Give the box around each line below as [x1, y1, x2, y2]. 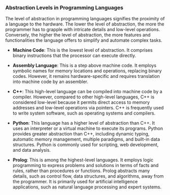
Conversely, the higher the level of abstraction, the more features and [5, 32, 151, 38]
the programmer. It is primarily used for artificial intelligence [12, 179, 138, 185]
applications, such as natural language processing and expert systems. [12, 184, 161, 190]
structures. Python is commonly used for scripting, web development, [12, 142, 159, 148]
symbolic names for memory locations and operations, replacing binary [12, 68, 162, 74]
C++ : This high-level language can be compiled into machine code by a [12, 89, 162, 95]
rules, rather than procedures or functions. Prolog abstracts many [12, 168, 150, 174]
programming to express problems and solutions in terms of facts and [12, 162, 159, 169]
